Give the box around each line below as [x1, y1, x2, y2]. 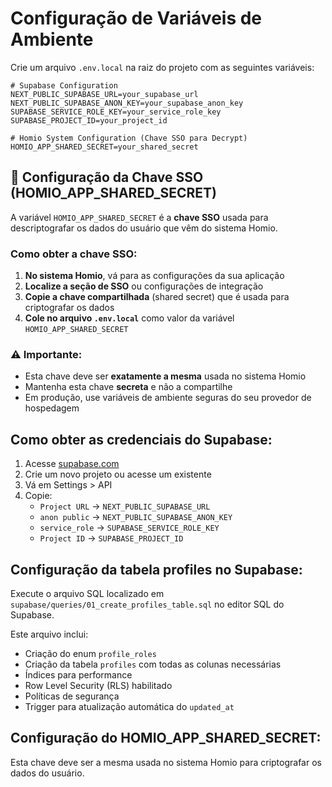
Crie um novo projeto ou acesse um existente [24, 468, 212, 481]
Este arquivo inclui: [10, 628, 89, 640]
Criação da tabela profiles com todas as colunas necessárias [24, 658, 282, 670]
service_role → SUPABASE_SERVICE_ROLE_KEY [39, 522, 220, 534]
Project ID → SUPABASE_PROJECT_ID [39, 532, 184, 544]
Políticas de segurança [24, 690, 120, 702]
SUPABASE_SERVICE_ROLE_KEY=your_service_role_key [10, 107, 222, 117]
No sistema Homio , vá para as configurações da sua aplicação [24, 270, 285, 282]
